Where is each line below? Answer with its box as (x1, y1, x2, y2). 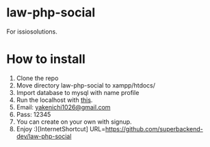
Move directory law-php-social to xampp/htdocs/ (16, 81, 155, 90)
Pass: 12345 (16, 110, 51, 118)
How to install (6, 51, 86, 67)
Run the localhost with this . (16, 96, 93, 104)
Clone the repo (16, 74, 59, 82)
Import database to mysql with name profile (16, 88, 140, 96)
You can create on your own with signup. (16, 118, 132, 126)
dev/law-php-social (16, 132, 72, 140)
